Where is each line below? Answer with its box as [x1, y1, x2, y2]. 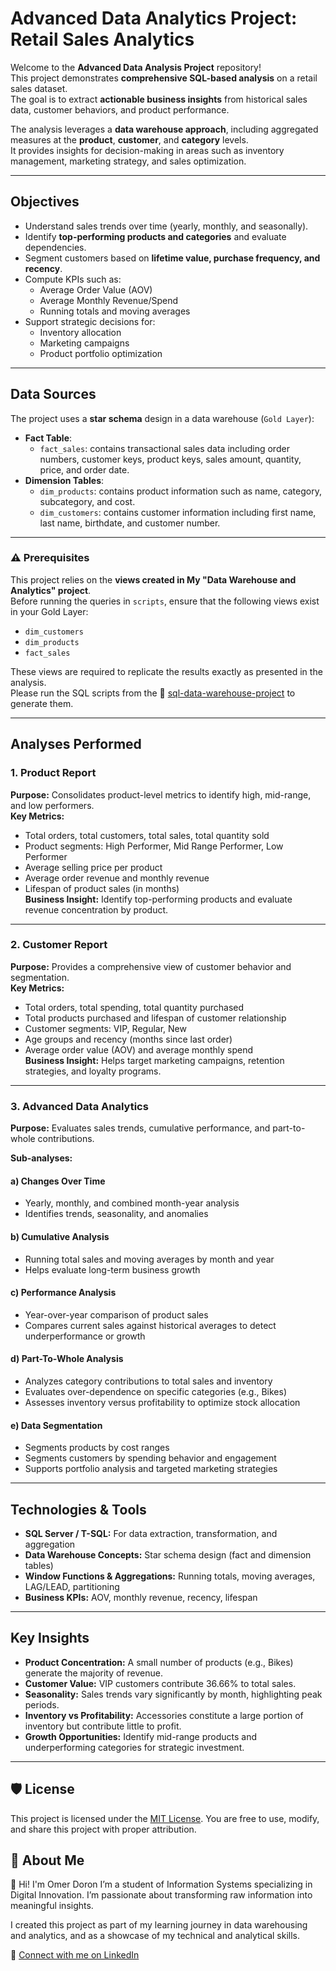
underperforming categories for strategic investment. [24, 1741, 245, 1753]
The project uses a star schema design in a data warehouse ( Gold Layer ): [10, 412, 315, 424]
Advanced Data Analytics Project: [10, 7, 298, 30]
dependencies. [24, 241, 87, 253]
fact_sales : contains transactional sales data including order [39, 442, 290, 454]
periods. [24, 1698, 60, 1711]
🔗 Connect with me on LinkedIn [10, 1949, 140, 1961]
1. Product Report [10, 766, 97, 780]
